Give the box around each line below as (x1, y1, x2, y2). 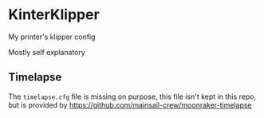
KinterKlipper (8, 6, 100, 24)
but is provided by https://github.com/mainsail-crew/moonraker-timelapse (8, 100, 253, 109)
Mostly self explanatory (8, 47, 85, 57)
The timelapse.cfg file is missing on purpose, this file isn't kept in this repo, (8, 92, 257, 101)
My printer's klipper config (8, 32, 96, 41)
